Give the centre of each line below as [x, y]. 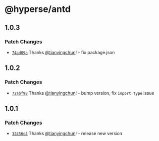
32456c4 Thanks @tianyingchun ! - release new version [67, 134]
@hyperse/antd [38, 9]
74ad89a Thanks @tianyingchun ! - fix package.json [63, 52]
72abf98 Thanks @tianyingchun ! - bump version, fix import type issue [83, 93]
